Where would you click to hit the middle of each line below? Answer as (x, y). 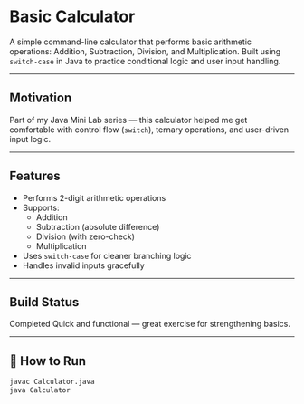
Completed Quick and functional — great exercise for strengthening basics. (150, 324)
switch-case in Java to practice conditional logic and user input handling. (145, 61)
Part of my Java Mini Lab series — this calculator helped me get (128, 120)
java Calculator (40, 390)
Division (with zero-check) (85, 236)
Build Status (44, 302)
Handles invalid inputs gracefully (83, 265)
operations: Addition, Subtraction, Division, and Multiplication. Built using (145, 51)
